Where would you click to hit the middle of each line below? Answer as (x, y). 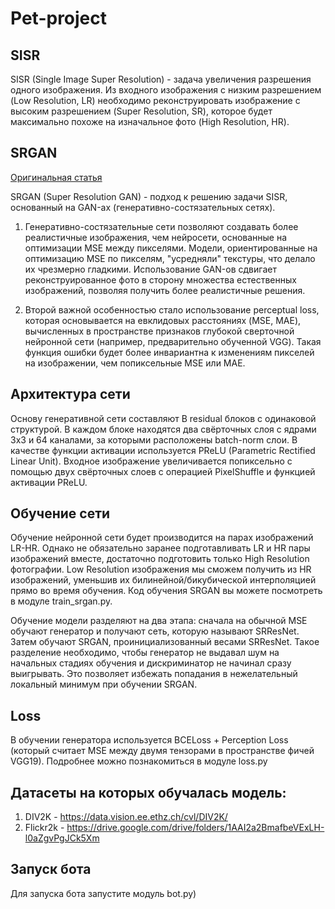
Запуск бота (51, 869)
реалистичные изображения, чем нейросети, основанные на (156, 237)
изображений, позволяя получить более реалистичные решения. (165, 290)
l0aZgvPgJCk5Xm (62, 838)
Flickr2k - (44, 828)
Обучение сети (60, 513)
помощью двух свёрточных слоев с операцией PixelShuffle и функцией (163, 471)
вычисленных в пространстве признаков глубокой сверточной (159, 331)
